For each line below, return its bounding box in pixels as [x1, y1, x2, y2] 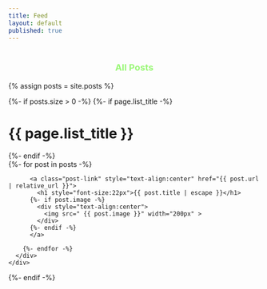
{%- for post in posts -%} [8, 159, 93, 168]
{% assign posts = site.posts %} [8, 81, 114, 90]
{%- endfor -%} [22, 244, 74, 252]
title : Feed [8, 11, 48, 20]
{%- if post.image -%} [29, 196, 106, 204]
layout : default [8, 19, 62, 27]
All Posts [114, 61, 154, 73]
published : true [8, 26, 62, 34]
